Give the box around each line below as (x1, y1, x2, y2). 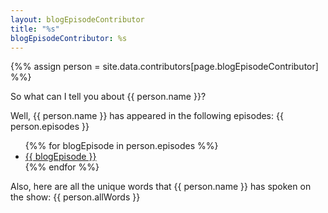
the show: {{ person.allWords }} (10, 191, 141, 203)
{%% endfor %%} (24, 161, 100, 173)
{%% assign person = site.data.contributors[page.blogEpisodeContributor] (10, 61, 319, 73)
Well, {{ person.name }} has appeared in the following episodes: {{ (10, 110, 284, 122)
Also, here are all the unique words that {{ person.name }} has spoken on (10, 181, 312, 193)
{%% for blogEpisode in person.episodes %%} (24, 140, 219, 152)
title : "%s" (10, 24, 60, 34)
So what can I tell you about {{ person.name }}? (10, 91, 207, 103)
